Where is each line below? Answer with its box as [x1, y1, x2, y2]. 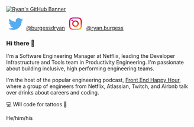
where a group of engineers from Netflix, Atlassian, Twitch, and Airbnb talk [6, 83, 188, 90]
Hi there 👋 [6, 39, 35, 47]
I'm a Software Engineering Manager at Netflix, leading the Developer [6, 53, 176, 60]
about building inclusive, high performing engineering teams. [6, 65, 155, 72]
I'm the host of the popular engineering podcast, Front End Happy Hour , [6, 77, 182, 84]
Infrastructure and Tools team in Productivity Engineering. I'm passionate [6, 59, 185, 66]
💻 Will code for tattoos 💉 [6, 101, 67, 108]
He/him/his [6, 115, 33, 122]
